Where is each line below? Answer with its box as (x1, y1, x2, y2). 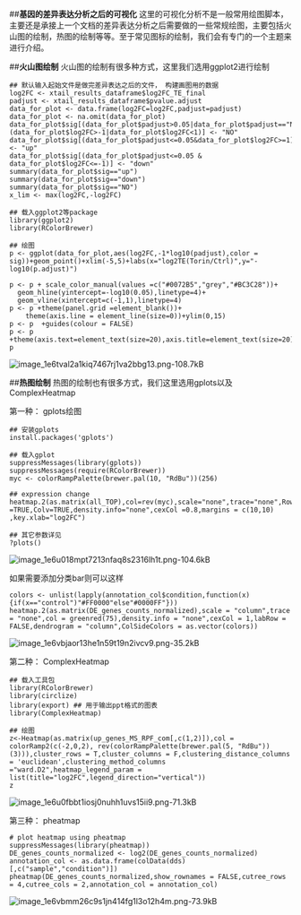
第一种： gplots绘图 (9, 406, 82, 416)
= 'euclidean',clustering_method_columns (9, 757, 167, 766)
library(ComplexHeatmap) (9, 709, 102, 718)
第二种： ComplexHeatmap (9, 656, 110, 667)
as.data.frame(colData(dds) (81, 857, 186, 866)
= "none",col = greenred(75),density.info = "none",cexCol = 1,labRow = (9, 614, 287, 623)
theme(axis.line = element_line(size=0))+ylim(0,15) (25, 312, 227, 321)
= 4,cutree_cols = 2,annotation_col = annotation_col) (9, 880, 219, 889)
